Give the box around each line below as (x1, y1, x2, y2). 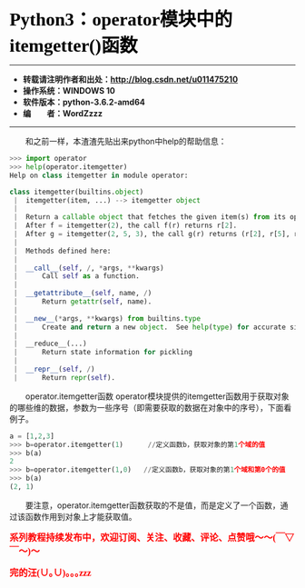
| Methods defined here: (13, 246, 112, 255)
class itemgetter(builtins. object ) (9, 187, 144, 196)
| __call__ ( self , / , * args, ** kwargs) (13, 264, 165, 273)
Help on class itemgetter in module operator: (9, 171, 189, 180)
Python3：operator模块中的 (9, 9, 233, 30)
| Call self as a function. (13, 272, 141, 281)
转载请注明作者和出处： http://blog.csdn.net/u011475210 (22, 74, 239, 85)
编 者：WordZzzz (22, 108, 103, 118)
